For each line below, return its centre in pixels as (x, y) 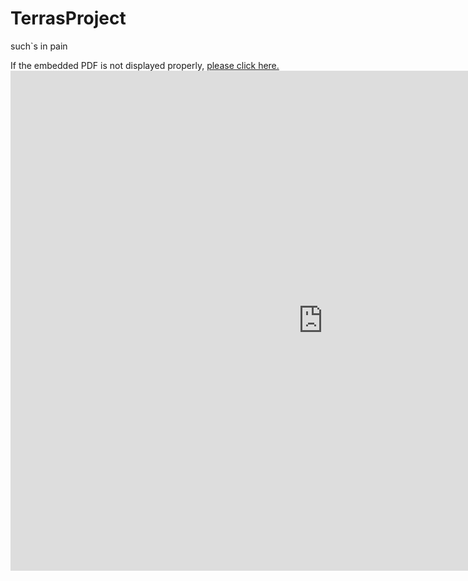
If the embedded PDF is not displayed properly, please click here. (145, 65)
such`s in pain (39, 46)
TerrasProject (68, 18)
